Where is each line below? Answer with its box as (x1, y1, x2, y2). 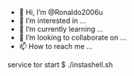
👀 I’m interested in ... (18, 16, 86, 25)
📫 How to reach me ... (18, 42, 93, 51)
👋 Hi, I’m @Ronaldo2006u (18, 8, 104, 17)
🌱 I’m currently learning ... (18, 25, 104, 33)
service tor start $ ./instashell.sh (7, 60, 113, 69)
